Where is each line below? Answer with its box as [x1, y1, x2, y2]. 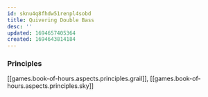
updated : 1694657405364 [7, 29, 76, 37]
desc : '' [7, 23, 33, 30]
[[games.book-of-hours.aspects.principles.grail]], [7, 74, 149, 83]
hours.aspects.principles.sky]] [7, 82, 94, 90]
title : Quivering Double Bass [7, 17, 95, 24]
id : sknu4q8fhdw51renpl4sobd [7, 10, 92, 17]
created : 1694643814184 [7, 36, 76, 43]
